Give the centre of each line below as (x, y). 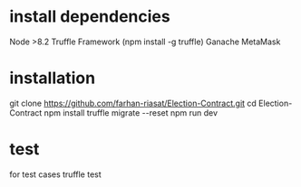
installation (53, 78)
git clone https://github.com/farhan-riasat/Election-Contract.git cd (133, 103)
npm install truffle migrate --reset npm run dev (131, 112)
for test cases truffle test (55, 174)
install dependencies (90, 17)
